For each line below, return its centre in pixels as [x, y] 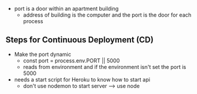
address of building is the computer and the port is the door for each [107, 15]
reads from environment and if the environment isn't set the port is [104, 67]
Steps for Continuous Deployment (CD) [80, 40]
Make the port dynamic [43, 54]
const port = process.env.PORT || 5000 [71, 60]
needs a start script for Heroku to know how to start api [82, 79]
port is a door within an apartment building [66, 9]
